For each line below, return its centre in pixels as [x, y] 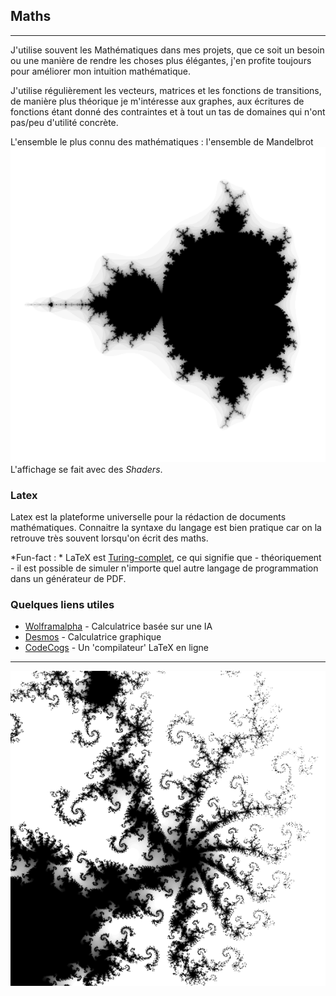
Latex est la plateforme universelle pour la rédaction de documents [148, 517]
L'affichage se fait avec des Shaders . [86, 469]
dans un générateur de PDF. [68, 579]
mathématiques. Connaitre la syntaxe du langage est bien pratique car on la [166, 528]
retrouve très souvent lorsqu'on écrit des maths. [109, 538]
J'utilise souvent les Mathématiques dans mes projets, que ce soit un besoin [167, 50]
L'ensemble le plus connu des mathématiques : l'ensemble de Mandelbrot [162, 141]
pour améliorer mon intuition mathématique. [100, 71]
